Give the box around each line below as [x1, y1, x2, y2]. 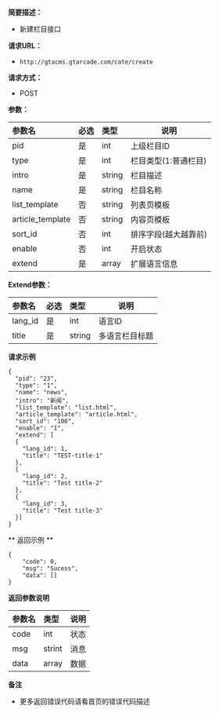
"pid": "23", [15, 375, 58, 382]
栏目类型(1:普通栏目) [130, 155, 207, 166]
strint [43, 643, 63, 654]
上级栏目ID [130, 141, 171, 152]
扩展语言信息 [130, 258, 178, 269]
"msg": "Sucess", [22, 565, 79, 572]
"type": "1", [15, 382, 58, 389]
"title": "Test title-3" [22, 506, 103, 514]
